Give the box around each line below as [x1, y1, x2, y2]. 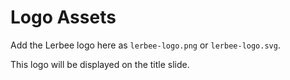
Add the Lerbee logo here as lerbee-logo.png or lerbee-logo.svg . [10, 39, 281, 51]
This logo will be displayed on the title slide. [10, 58, 190, 70]
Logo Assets [10, 6, 117, 29]
